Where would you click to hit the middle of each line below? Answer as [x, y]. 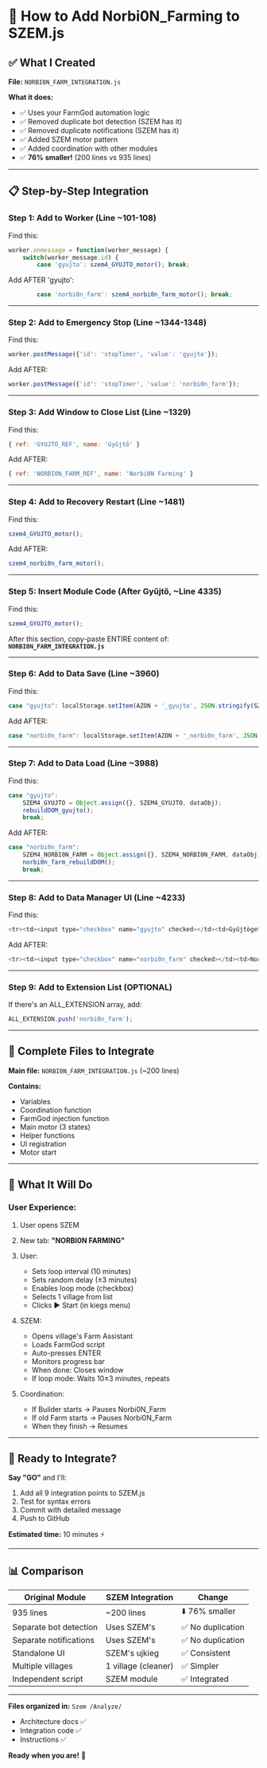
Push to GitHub [44, 1519]
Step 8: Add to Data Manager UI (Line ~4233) [97, 897]
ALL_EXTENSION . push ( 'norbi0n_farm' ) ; [71, 1019]
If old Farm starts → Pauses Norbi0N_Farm [102, 1417]
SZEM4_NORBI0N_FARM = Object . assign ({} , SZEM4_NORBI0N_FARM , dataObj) [142, 855]
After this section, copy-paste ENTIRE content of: [89, 639]
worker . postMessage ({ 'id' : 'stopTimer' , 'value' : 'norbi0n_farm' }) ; [124, 384]
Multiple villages [43, 1666]
